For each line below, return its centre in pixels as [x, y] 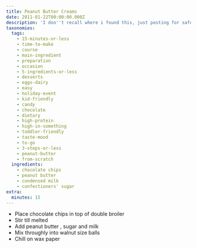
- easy [25, 88]
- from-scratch [35, 159]
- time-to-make [35, 45]
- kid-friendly [35, 99]
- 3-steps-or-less [39, 148]
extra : [14, 192]
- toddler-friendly [40, 132]
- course [27, 50]
